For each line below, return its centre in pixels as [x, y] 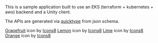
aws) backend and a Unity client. [38, 12]
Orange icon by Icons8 [28, 36]
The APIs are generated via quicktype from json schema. [62, 21]
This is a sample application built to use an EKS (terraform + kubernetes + [79, 7]
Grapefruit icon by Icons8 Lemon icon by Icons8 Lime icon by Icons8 [74, 30]
